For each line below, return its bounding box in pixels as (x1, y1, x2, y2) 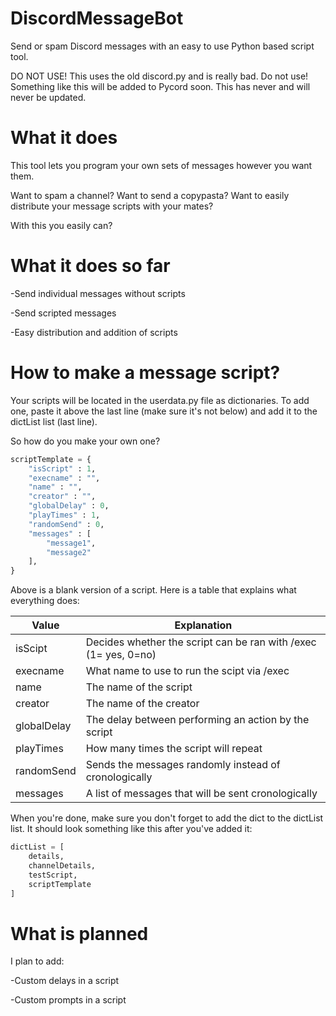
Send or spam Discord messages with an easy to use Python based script (10, 40, 315, 52)
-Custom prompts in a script (10, 994, 127, 1006)
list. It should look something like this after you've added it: (10, 823, 253, 835)
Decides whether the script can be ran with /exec (85, 635, 317, 649)
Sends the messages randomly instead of (85, 758, 281, 772)
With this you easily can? (10, 219, 113, 231)
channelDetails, (28, 860, 97, 871)
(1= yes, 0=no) (85, 648, 157, 662)
